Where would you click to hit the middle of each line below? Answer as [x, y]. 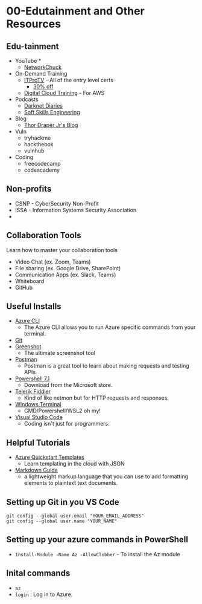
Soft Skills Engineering [52, 112]
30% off [43, 86]
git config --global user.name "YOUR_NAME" [62, 521]
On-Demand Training [41, 73]
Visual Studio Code [39, 417]
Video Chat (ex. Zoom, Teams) [53, 262]
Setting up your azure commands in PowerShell [97, 540]
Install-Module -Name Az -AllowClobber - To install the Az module [97, 554]
